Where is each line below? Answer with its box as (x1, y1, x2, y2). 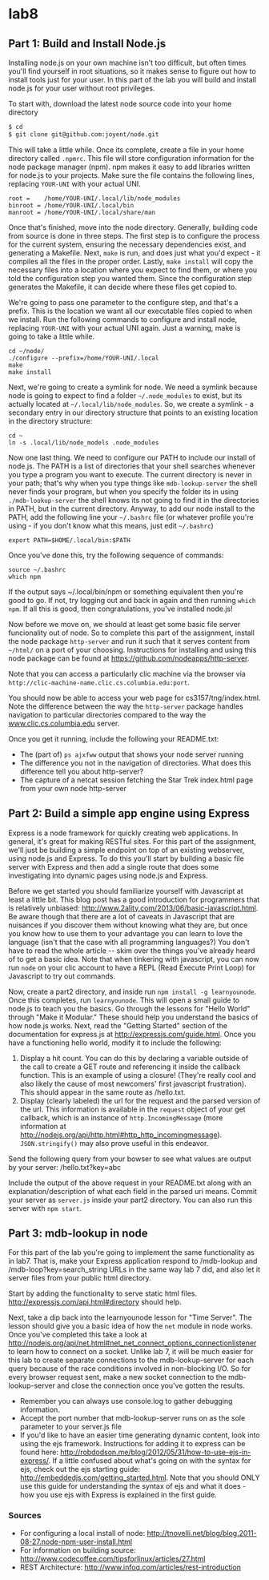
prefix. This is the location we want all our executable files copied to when (8, 306, 253, 316)
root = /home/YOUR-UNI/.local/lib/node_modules (8, 194, 181, 203)
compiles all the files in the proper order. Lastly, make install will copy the (8, 256, 254, 266)
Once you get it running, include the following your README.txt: (8, 734, 219, 743)
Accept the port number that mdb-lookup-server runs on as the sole (19, 1413, 246, 1423)
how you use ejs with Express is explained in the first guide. (19, 1490, 218, 1500)
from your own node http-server (19, 783, 126, 793)
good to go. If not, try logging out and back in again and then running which (8, 595, 256, 605)
